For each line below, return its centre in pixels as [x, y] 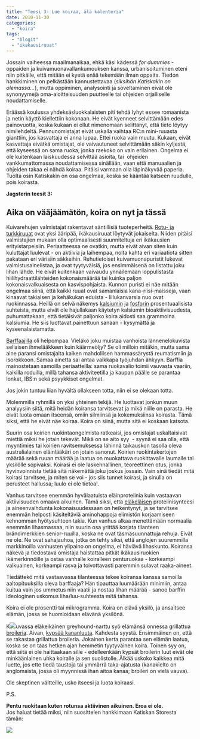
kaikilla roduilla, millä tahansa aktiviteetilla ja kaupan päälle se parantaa [93, 372]
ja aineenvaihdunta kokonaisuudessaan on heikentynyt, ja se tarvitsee [92, 508]
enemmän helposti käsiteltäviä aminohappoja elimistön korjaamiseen [90, 514]
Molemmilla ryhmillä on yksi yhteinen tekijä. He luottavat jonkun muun [92, 402]
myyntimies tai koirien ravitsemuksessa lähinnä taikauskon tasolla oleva [94, 445]
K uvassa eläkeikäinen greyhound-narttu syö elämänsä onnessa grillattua [99, 626]
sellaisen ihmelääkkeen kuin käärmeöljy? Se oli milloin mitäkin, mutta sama [98, 347]
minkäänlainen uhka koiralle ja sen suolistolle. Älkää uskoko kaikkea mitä [95, 658]
